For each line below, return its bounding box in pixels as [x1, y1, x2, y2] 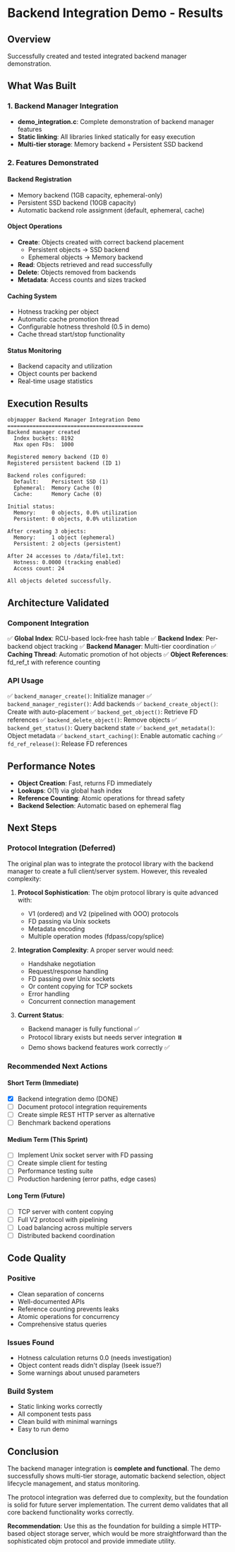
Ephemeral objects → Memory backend [28, 253, 143, 261]
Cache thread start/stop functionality [17, 330, 126, 339]
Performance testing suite [17, 1167, 93, 1175]
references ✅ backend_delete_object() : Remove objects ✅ [7, 715, 178, 724]
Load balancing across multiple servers [17, 1223, 133, 1232]
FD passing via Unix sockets [28, 917, 111, 925]
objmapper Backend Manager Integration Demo [7, 417, 140, 424]
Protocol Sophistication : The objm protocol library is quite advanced [17, 888, 219, 897]
